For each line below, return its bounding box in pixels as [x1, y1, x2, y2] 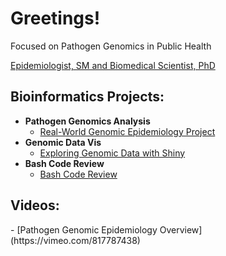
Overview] [159, 223, 203, 236]
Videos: [10, 197, 60, 214]
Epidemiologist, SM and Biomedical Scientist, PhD [10, 59, 216, 71]
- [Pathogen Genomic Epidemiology [10, 223, 158, 236]
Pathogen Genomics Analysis [24, 115, 151, 127]
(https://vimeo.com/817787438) [10, 234, 141, 246]
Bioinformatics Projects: [10, 88, 165, 106]
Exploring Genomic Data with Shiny [39, 147, 186, 159]
